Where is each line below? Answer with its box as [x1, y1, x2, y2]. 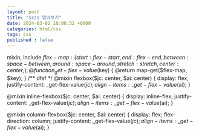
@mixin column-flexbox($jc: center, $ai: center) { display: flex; [7, 110, 163, 118]
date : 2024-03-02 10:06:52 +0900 [7, 20, 91, 26]
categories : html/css [7, 25, 62, 32]
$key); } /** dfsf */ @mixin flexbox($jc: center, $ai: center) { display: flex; [7, 74, 189, 82]
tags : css [7, 32, 32, 38]
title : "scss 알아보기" [7, 15, 62, 21]
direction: [7, 117, 31, 124]
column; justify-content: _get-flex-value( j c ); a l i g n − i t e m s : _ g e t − [31, 117, 194, 124]
